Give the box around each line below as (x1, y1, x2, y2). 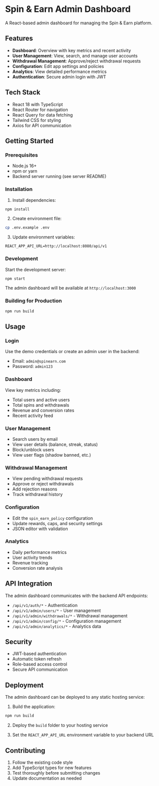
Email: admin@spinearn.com (12, 358, 66, 364)
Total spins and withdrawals (12, 402, 70, 408)
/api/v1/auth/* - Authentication (12, 602, 78, 608)
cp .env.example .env (5, 225, 50, 230)
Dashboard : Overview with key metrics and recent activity (12, 47, 131, 53)
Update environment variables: (12, 234, 76, 240)
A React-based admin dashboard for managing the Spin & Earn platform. (5, 20, 153, 26)
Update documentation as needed (12, 775, 82, 781)
